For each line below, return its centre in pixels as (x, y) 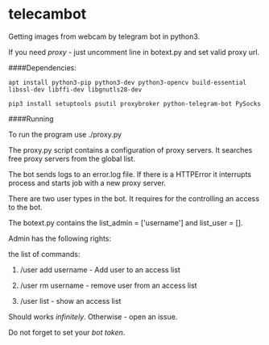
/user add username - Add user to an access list (100, 269)
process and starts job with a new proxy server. (87, 183)
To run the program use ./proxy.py (65, 134)
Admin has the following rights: (60, 238)
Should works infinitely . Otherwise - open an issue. (93, 317)
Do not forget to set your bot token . (67, 332)
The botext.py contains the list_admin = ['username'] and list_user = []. (126, 222)
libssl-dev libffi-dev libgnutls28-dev (75, 90)
